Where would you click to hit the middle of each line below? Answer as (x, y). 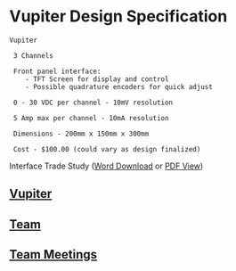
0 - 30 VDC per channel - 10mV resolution (93, 103)
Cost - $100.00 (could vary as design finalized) (107, 149)
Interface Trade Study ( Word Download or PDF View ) (106, 166)
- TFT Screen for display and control (97, 79)
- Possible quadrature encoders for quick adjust (119, 86)
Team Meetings (53, 255)
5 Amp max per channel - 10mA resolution (91, 118)
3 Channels (33, 55)
